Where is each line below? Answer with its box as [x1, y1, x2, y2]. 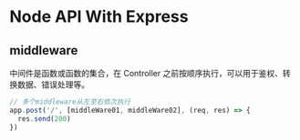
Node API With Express [9, 6, 189, 27]
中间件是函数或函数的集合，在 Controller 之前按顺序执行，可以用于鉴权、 [9, 68, 283, 78]
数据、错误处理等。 [16, 79, 89, 90]
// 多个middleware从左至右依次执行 [9, 97, 130, 106]
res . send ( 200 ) [17, 114, 71, 124]
